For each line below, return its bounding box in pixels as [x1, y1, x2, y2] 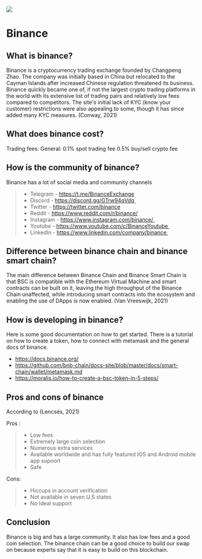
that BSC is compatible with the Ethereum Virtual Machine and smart [6, 278, 177, 286]
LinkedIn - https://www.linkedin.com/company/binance [30, 229, 167, 236]
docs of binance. [6, 343, 48, 351]
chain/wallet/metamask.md [14, 368, 83, 375]
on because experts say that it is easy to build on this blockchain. [6, 546, 169, 553]
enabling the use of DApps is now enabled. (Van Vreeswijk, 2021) [6, 297, 169, 304]
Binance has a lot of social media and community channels [6, 178, 153, 186]
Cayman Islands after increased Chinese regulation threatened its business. [6, 80, 194, 86]
